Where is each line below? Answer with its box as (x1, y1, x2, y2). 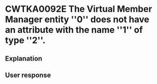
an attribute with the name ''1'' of (5, 25, 143, 35)
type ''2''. (5, 35, 46, 46)
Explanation (5, 54, 43, 62)
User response (5, 71, 51, 79)
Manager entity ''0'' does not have (5, 14, 150, 25)
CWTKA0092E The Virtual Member (5, 3, 152, 15)
